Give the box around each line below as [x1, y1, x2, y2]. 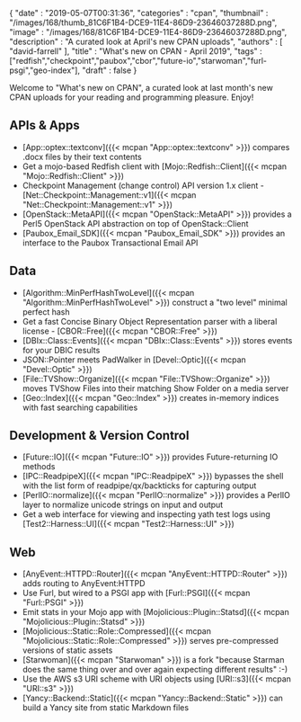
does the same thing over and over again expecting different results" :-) [22, 664, 288, 675]
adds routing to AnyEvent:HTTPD [22, 578, 146, 589]
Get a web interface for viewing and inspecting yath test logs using [22, 509, 271, 520]
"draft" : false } [82, 65, 137, 76]
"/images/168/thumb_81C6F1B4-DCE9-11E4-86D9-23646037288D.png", [9, 17, 278, 28]
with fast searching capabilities [22, 402, 138, 413]
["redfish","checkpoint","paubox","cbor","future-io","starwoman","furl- [9, 56, 268, 66]
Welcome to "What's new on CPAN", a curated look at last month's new [9, 83, 274, 93]
